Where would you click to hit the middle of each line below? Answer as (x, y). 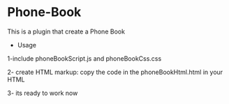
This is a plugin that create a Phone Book (66, 31)
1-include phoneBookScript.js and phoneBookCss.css (84, 58)
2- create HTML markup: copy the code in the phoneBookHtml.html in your (115, 72)
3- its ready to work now (43, 93)
